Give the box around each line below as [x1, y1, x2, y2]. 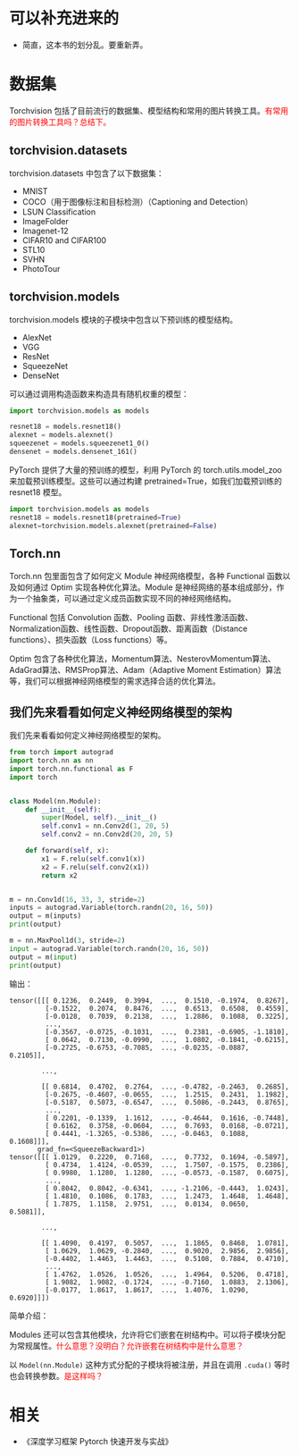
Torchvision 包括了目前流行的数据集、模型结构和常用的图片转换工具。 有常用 [9, 105, 289, 116]
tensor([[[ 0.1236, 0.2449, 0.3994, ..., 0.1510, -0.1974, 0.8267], [9, 996, 290, 1005]
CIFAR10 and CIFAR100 [21, 234, 107, 246]
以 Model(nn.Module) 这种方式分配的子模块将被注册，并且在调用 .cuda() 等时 [9, 1359, 290, 1370]
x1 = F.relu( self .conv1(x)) [41, 854, 145, 863]
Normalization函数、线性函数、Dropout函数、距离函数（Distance [9, 623, 248, 635]
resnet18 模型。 [9, 486, 67, 497]
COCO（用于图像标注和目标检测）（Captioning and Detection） [21, 196, 253, 206]
